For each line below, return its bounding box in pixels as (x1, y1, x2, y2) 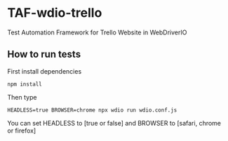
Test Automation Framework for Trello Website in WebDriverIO (7, 28, 187, 36)
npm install (7, 81, 42, 88)
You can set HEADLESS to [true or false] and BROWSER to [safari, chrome (7, 119, 222, 127)
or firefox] (7, 126, 36, 135)
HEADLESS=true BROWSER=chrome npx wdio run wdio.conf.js (7, 107, 177, 114)
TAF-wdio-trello (7, 5, 102, 21)
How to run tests (7, 48, 81, 60)
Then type (7, 93, 37, 101)
